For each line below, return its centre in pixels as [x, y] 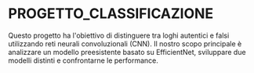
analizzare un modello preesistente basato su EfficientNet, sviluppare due [127, 52]
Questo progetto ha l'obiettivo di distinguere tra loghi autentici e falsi [119, 35]
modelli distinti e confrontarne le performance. [83, 60]
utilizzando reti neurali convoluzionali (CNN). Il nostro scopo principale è [125, 43]
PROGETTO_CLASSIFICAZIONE [111, 14]
